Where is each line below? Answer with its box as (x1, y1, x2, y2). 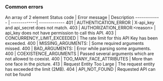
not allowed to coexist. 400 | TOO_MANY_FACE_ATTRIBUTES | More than (5, 56, 153, 62)
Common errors (5, 3, 43, 10)
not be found (5, 72, 31, 78)
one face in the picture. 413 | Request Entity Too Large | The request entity (5, 61, 155, 67)
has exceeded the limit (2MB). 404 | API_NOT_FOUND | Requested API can (5, 66, 156, 72)
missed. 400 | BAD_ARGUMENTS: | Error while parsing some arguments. (5, 45, 151, 52)
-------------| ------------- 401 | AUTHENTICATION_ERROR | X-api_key (10, 20, 155, 25)
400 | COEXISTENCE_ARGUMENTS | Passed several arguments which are (5, 51, 154, 57)
